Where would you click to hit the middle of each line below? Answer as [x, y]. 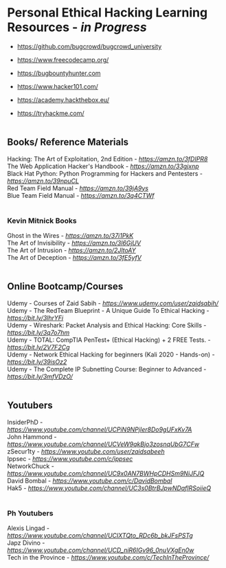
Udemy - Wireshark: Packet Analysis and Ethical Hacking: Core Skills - [107, 325]
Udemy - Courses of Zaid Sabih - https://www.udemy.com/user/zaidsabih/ [113, 303]
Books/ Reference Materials [68, 142]
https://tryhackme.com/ [50, 113]
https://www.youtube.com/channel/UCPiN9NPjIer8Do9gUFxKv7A [100, 429]
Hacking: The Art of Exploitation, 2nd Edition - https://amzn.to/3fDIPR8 [108, 159]
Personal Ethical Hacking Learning [108, 13]
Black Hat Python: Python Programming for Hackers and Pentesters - [105, 173]
